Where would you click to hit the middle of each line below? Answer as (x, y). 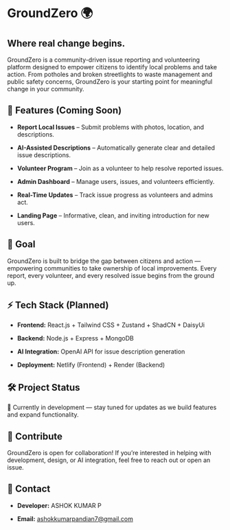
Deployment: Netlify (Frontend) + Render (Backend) (91, 365)
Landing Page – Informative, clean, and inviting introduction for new (113, 215)
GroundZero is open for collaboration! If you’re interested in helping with (109, 453)
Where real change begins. (66, 43)
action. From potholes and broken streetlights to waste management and (110, 74)
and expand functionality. (43, 415)
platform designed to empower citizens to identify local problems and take (112, 67)
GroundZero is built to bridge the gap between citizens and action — (104, 261)
